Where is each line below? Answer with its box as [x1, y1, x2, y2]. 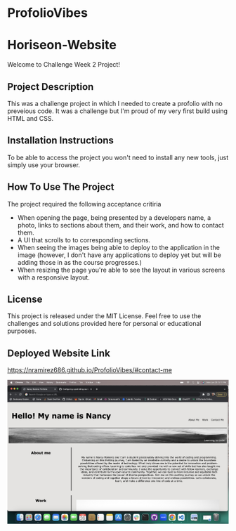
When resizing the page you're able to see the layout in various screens [17, 265, 225, 274]
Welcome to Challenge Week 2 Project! [7, 60, 121, 69]
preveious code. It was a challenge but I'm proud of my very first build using [7, 107, 228, 115]
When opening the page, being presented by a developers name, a [17, 213, 211, 222]
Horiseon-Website [7, 37, 117, 53]
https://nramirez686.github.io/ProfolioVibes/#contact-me [7, 366, 172, 374]
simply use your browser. [7, 160, 81, 169]
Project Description [7, 81, 94, 93]
